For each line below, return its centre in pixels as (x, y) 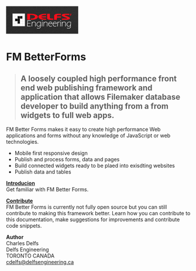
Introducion (20, 183)
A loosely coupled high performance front (99, 78)
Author (15, 237)
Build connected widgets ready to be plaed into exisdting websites (95, 166)
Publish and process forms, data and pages (67, 160)
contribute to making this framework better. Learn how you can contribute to (98, 214)
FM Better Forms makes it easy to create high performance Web (83, 130)
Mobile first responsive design (51, 153)
